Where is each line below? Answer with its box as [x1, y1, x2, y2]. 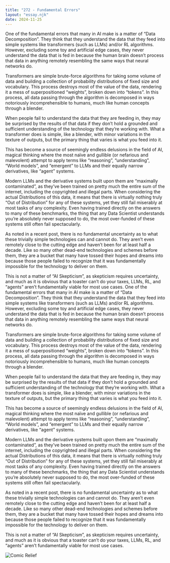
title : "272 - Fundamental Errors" [5, 7, 81, 13]
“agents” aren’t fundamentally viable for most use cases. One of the [5, 284, 147, 290]
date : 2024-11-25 [5, 17, 42, 22]
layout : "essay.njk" [5, 12, 49, 17]
